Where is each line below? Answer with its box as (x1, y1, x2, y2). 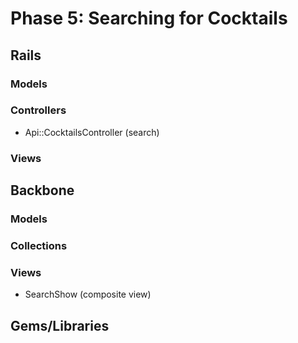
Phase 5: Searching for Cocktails (10, 7, 288, 30)
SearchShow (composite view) (24, 288, 152, 301)
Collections (10, 238, 68, 252)
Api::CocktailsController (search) (24, 126, 160, 138)
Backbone (10, 182, 75, 199)
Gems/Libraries (10, 317, 110, 334)
